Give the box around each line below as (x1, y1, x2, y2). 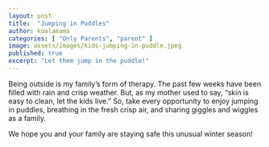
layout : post (8, 11, 52, 20)
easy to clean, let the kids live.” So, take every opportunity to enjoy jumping (8, 96, 259, 106)
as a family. (8, 113, 47, 123)
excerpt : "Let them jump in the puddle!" (8, 57, 150, 65)
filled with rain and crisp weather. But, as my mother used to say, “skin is (8, 87, 250, 97)
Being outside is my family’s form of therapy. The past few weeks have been (8, 78, 262, 89)
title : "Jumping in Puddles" (8, 19, 110, 27)
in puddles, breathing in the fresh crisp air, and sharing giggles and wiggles (8, 104, 259, 114)
